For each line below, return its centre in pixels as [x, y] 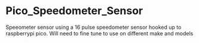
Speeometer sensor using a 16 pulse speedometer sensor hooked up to [94, 27]
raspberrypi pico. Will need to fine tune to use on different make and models [99, 33]
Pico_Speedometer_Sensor [74, 11]
